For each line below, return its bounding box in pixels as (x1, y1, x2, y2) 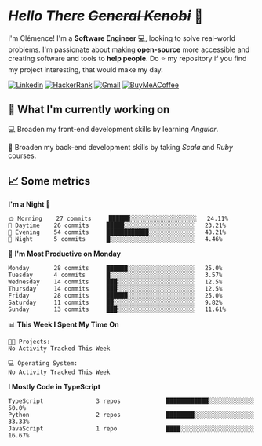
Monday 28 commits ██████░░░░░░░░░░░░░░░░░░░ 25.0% (8, 264, 223, 272)
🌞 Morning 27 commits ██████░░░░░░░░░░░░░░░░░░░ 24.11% (8, 214, 229, 222)
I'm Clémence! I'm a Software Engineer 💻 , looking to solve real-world (8, 33, 235, 42)
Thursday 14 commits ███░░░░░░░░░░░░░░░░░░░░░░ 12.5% (8, 284, 223, 293)
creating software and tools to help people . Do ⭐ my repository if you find (8, 53, 247, 63)
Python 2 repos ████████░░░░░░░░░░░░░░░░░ (8, 411, 255, 419)
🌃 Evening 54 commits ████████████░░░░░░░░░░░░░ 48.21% (8, 228, 226, 236)
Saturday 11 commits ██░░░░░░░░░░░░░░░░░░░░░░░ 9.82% (8, 298, 223, 306)
